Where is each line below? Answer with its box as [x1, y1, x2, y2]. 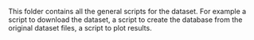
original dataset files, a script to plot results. [8, 24, 153, 32]
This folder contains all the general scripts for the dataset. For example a [8, 7, 247, 16]
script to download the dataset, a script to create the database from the [8, 15, 243, 24]
